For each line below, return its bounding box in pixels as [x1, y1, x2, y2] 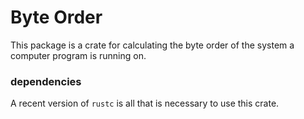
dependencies [10, 74, 82, 88]
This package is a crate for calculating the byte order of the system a [10, 39, 295, 51]
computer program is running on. [10, 49, 147, 61]
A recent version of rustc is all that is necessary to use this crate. [10, 97, 280, 110]
